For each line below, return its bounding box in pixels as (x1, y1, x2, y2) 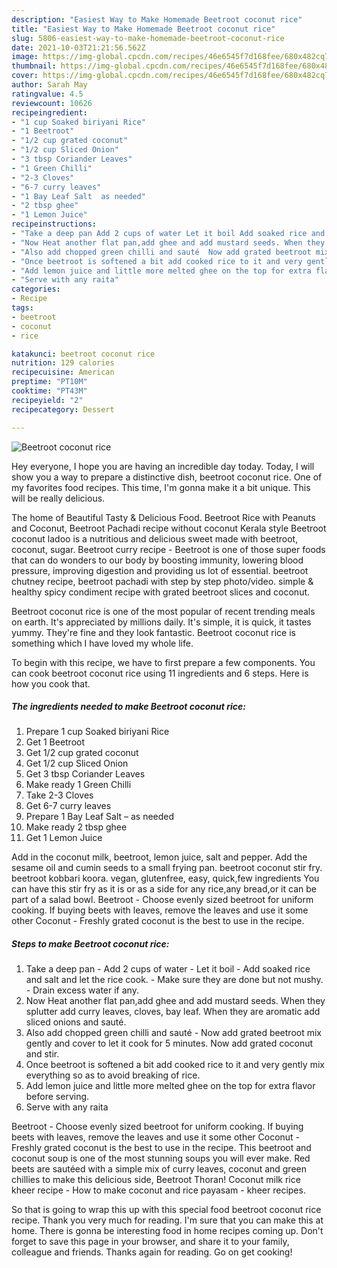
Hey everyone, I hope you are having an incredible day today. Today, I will (11, 460, 315, 472)
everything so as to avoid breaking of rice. (25, 1069, 201, 1081)
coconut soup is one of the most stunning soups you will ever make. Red (11, 1152, 311, 1165)
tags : (11, 303, 34, 313)
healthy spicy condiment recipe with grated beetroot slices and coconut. (11, 586, 311, 598)
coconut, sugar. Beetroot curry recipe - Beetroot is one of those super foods (11, 543, 326, 555)
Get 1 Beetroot (25, 736, 86, 748)
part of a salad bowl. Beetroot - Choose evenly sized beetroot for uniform (11, 894, 314, 906)
